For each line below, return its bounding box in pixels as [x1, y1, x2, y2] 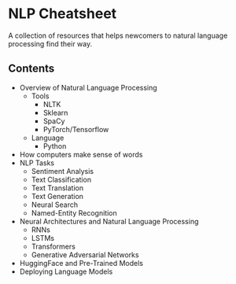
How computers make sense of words [19, 149, 143, 159]
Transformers [31, 242, 76, 251]
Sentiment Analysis [31, 166, 94, 175]
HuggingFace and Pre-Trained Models [19, 258, 144, 267]
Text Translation [31, 183, 84, 193]
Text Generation [31, 191, 84, 201]
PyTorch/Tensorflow [42, 124, 109, 134]
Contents [8, 62, 55, 76]
